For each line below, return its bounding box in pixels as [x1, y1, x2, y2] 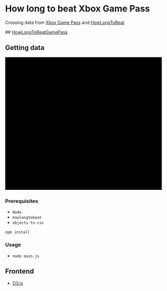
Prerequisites [5, 197, 38, 204]
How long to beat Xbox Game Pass [5, 3, 150, 14]
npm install [5, 230, 30, 235]
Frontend [5, 267, 34, 276]
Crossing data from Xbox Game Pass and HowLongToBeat [5, 19, 125, 25]
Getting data [5, 43, 45, 52]
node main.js [12, 254, 40, 259]
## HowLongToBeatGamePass [5, 29, 68, 35]
